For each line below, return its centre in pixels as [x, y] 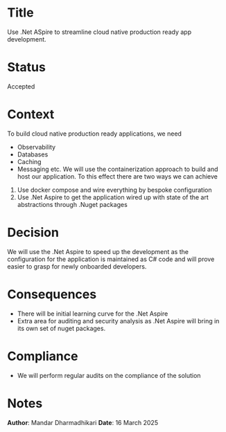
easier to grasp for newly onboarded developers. [77, 266]
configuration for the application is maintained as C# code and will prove [111, 259]
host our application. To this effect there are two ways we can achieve [118, 176]
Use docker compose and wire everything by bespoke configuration [114, 190]
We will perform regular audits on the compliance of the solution [109, 375]
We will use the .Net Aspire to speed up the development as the [98, 251]
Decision [33, 233]
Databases [33, 154]
